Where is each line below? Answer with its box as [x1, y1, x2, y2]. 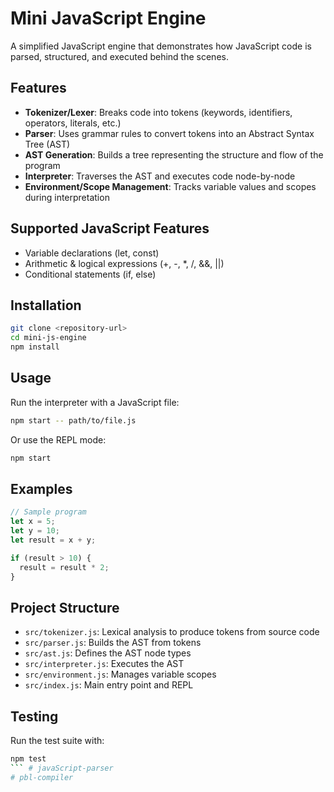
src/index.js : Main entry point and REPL [24, 679, 194, 691]
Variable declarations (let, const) [24, 247, 160, 259]
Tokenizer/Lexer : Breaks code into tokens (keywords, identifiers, [24, 106, 293, 118]
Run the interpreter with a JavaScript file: [10, 396, 180, 408]
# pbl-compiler [10, 772, 74, 782]
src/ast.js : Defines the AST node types [24, 647, 192, 659]
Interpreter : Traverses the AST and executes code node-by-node [24, 170, 296, 182]
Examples [10, 480, 73, 497]
